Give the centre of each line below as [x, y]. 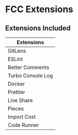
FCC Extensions [39, 9]
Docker [16, 84]
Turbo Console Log [30, 76]
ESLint [15, 59]
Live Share [20, 100]
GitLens [17, 51]
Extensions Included [38, 28]
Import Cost [22, 117]
